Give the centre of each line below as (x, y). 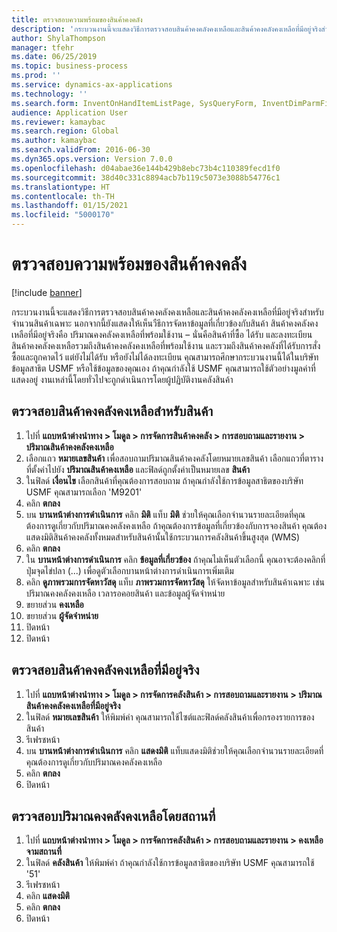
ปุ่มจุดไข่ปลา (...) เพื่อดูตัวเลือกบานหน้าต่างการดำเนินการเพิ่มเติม (129, 570)
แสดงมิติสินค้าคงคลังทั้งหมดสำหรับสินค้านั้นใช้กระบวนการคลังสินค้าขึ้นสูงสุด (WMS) (163, 537)
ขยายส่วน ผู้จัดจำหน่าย (62, 615)
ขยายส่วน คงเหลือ (54, 604)
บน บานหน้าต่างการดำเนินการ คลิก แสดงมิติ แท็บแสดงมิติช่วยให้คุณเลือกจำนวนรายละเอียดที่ (174, 750)
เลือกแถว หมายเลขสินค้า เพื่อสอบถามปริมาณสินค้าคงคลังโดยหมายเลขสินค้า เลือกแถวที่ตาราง (174, 458)
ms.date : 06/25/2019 (54, 57)
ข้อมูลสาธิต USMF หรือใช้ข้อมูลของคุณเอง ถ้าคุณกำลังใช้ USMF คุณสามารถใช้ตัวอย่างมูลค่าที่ (163, 368)
